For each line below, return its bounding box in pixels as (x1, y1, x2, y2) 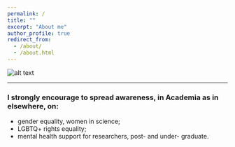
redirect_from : (7, 36, 52, 43)
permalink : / (7, 10, 45, 17)
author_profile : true (7, 29, 71, 37)
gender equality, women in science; (17, 117, 120, 126)
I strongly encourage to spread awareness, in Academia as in (7, 92, 219, 102)
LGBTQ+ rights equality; (17, 125, 87, 133)
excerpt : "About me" (7, 23, 68, 30)
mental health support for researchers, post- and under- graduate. (17, 132, 209, 141)
